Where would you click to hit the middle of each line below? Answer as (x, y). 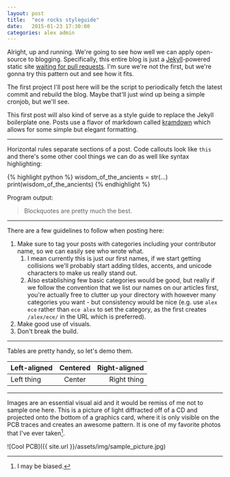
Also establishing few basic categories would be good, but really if (121, 280)
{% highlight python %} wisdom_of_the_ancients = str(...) (88, 177)
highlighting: (25, 164)
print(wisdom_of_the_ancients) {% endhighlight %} (79, 184)
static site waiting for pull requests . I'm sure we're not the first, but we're (110, 66)
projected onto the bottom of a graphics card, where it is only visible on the (113, 417)
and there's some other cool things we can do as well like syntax (98, 157)
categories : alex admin (41, 33)
